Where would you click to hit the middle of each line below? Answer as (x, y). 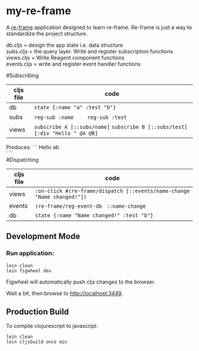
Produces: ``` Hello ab (33, 147)
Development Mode (43, 236)
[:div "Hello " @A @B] (66, 133)
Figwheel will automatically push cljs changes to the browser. (81, 282)
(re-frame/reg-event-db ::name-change (91, 206)
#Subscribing (23, 75)
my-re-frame (39, 11)
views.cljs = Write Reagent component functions (65, 57)
